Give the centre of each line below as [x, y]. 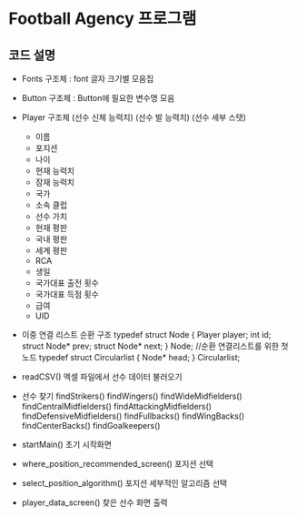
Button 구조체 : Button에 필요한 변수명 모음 [98, 98]
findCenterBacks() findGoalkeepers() [91, 426]
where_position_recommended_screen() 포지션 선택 [118, 464]
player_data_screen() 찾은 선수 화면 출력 [95, 502]
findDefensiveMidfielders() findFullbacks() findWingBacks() [133, 416]
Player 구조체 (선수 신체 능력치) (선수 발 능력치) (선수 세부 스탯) [134, 117]
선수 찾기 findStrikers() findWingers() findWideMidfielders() [132, 396]
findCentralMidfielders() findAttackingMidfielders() [117, 406]
